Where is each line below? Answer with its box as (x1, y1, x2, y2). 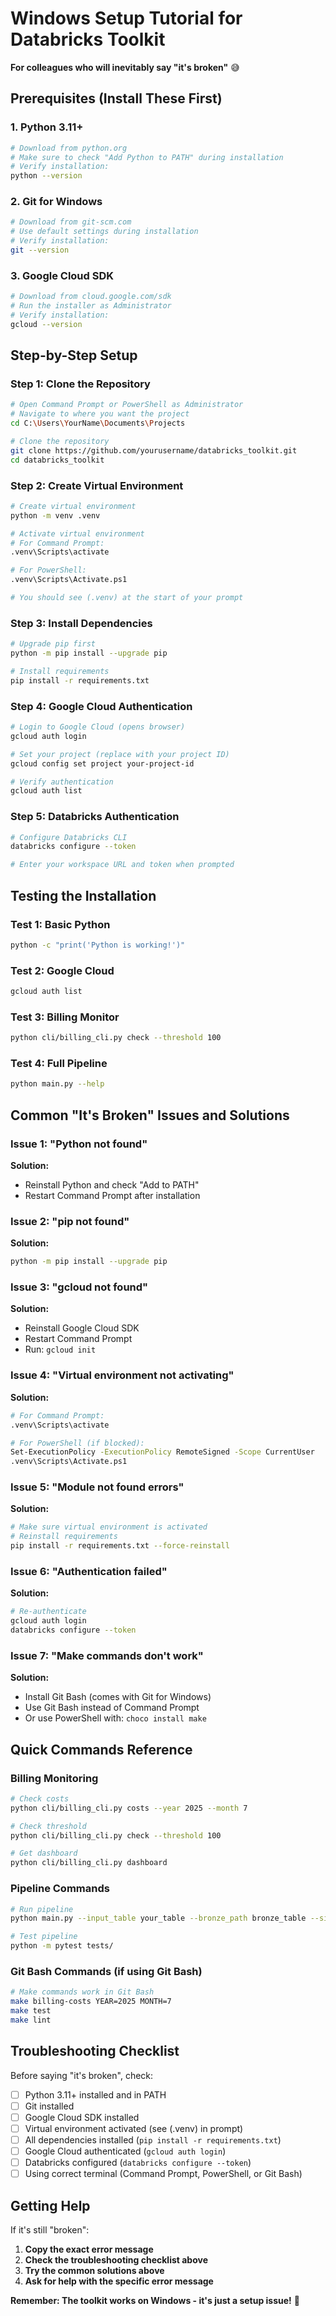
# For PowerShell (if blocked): (10, 1438, 145, 1448)
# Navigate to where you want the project (10, 409, 190, 419)
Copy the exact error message (24, 2243, 154, 2255)
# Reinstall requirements (10, 1532, 118, 1542)
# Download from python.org (10, 143, 128, 153)
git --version (10, 245, 70, 256)
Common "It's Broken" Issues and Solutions (10, 1107, 290, 1124)
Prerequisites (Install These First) (10, 90, 223, 107)
